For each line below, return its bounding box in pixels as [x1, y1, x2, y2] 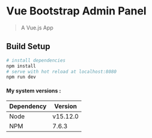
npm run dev [6, 74, 36, 80]
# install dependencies [6, 57, 66, 64]
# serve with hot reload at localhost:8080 [6, 68, 117, 74]
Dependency [9, 102, 47, 110]
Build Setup [6, 41, 50, 52]
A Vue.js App [20, 24, 54, 31]
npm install [6, 63, 36, 69]
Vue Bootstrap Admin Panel [6, 4, 147, 18]
